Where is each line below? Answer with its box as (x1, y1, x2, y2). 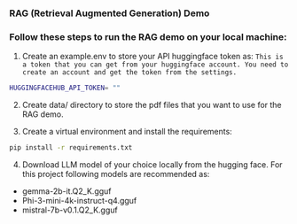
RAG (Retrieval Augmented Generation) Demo (9, 7, 210, 19)
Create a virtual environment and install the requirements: (21, 127, 232, 137)
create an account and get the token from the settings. (21, 68, 238, 77)
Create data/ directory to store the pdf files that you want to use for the (21, 100, 282, 111)
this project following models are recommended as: (21, 168, 210, 179)
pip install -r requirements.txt (9, 143, 133, 152)
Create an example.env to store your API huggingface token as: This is (21, 51, 284, 62)
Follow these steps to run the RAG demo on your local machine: (9, 30, 287, 42)
